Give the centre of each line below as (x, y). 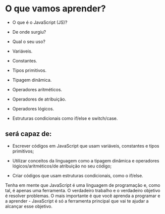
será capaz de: (28, 134)
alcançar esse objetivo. (29, 206)
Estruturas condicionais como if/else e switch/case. (65, 118)
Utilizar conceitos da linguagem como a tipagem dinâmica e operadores (86, 160)
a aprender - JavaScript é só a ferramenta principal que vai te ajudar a (77, 201)
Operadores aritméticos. (37, 89)
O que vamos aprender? (55, 9)
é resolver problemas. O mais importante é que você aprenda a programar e (83, 196)
